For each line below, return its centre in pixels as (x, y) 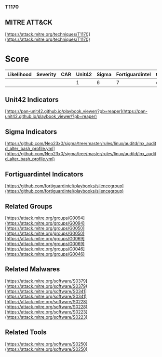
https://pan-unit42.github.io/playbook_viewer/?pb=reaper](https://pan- (77, 111)
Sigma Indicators (31, 132)
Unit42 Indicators (32, 100)
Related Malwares (33, 269)
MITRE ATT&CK (29, 23)
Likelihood (20, 74)
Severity (46, 74)
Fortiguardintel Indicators (44, 174)
